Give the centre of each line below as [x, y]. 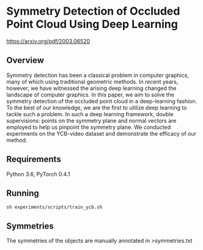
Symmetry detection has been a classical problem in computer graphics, [98, 75]
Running [23, 193]
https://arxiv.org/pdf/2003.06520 [48, 41]
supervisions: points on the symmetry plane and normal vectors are [91, 120]
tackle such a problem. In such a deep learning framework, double [90, 114]
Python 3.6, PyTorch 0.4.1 [38, 174]
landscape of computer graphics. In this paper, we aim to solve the [90, 94]
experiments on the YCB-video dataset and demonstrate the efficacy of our [102, 133]
